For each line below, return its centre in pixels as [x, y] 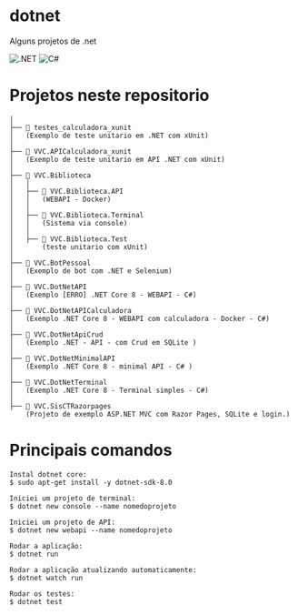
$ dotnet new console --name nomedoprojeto [93, 506]
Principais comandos [91, 450]
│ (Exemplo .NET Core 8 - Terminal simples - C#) [109, 390]
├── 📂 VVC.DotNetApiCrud [56, 334]
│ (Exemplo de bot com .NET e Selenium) [91, 271]
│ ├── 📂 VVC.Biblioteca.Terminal [77, 215]
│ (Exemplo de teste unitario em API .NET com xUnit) [117, 159]
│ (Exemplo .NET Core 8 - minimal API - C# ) [101, 366]
